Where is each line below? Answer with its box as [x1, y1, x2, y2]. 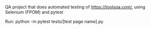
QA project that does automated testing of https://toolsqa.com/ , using [5, 4, 146, 10]
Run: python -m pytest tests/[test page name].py [5, 19, 104, 24]
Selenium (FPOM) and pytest [5, 9, 64, 15]
